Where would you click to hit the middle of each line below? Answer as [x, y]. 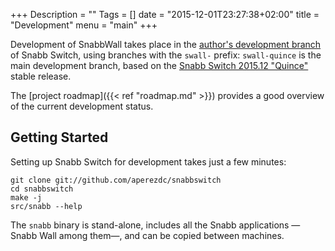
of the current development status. [82, 106]
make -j [26, 197]
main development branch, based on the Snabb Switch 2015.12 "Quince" [159, 65]
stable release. [41, 76]
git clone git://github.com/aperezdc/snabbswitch [116, 180]
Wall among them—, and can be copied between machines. [162, 235]
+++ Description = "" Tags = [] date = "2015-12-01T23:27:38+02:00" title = [165, 14]
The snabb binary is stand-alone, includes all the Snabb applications [150, 225]
